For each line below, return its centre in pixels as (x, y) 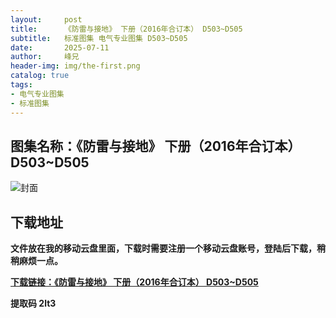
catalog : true (40, 76)
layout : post (46, 19)
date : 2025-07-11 (60, 47)
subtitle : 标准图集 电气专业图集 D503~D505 (99, 38)
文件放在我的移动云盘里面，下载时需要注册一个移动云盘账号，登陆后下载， (163, 248)
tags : (21, 85)
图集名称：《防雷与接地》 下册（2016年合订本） (156, 146)
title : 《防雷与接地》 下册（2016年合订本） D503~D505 (126, 29)
